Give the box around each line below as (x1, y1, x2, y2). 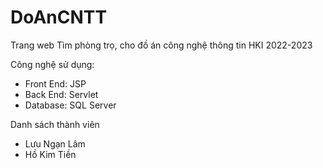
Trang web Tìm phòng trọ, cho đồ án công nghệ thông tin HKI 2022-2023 (10, 39, 313, 51)
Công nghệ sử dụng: (10, 58, 95, 70)
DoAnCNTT (10, 6, 108, 29)
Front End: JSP (24, 77, 87, 90)
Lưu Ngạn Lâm (24, 137, 86, 150)
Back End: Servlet (24, 88, 99, 100)
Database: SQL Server (24, 99, 117, 111)
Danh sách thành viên (10, 118, 100, 130)
